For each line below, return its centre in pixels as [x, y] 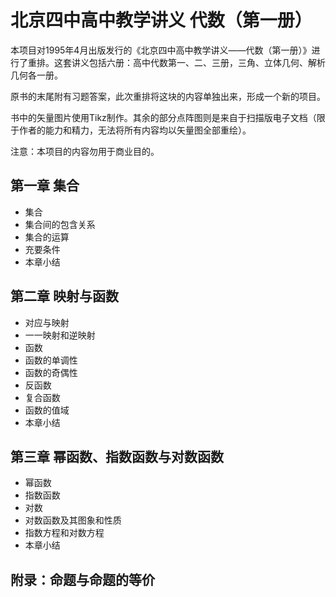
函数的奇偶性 [51, 372]
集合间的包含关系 [60, 224]
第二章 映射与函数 [64, 296]
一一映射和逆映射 [60, 335]
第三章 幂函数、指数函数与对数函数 [117, 456]
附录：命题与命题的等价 [82, 579]
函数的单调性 [51, 360]
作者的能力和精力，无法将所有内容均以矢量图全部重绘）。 [135, 130]
